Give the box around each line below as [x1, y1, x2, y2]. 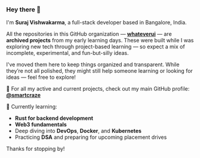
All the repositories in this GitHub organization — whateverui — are [6, 30, 172, 38]
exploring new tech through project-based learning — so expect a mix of [6, 43, 185, 50]
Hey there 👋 [6, 5, 41, 14]
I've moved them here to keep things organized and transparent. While [6, 61, 180, 68]
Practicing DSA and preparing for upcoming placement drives [14, 134, 167, 141]
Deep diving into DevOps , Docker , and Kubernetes [14, 128, 142, 135]
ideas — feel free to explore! [6, 74, 76, 81]
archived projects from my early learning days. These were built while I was [6, 37, 194, 44]
